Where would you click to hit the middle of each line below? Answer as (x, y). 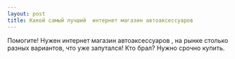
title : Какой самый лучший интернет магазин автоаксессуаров (100, 20)
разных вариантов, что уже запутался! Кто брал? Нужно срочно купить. (116, 48)
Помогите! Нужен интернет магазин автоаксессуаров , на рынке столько (118, 40)
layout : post (26, 14)
